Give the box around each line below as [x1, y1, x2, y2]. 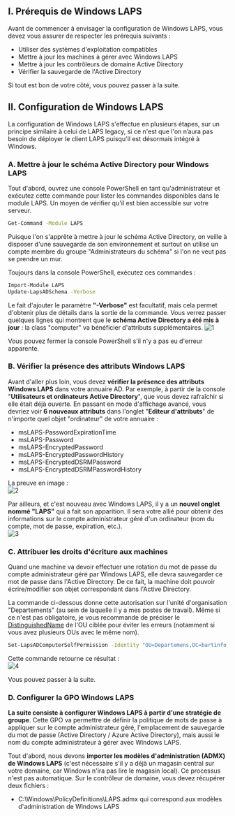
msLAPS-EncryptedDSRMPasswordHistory [17, 465, 142, 474]
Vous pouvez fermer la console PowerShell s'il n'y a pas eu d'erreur [8, 337, 203, 345]
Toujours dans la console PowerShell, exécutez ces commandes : [8, 268, 196, 277]
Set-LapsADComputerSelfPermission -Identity [8, 642, 139, 649]
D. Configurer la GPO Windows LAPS [8, 692, 135, 702]
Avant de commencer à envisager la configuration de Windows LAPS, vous [8, 24, 223, 32]
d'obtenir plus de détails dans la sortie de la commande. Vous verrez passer [8, 308, 227, 316]
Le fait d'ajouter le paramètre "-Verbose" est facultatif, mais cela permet [8, 300, 218, 309]
